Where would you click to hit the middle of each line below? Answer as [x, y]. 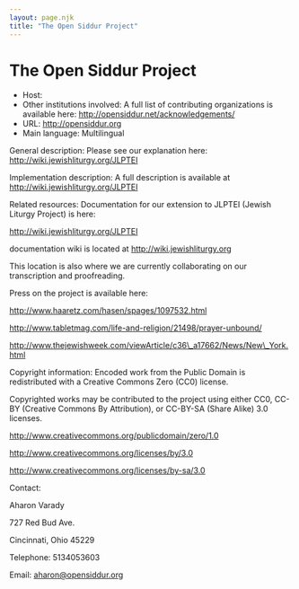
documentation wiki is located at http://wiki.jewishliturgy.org [120, 249]
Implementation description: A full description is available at [120, 178]
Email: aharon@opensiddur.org [66, 575]
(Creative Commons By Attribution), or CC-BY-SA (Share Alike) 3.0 [145, 409]
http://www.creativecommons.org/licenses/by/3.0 [101, 453]
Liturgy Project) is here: [53, 214]
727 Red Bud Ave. [42, 523]
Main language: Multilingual [73, 133]
